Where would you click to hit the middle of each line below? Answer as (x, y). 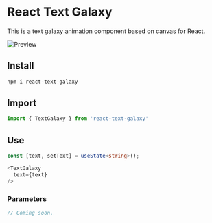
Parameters (27, 198)
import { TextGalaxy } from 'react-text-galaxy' (78, 119)
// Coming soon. (30, 213)
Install (21, 66)
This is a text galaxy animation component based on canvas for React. (106, 31)
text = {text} (31, 175)
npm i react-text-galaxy (43, 82)
